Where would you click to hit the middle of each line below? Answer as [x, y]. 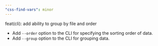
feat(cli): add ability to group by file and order [51, 23]
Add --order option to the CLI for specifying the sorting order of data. [82, 33]
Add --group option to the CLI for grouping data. [61, 38]
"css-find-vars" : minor [29, 10]
